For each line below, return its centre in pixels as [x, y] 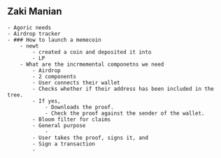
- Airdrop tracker [34, 34]
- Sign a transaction [64, 144]
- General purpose [59, 125]
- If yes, [47, 101]
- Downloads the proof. [79, 107]
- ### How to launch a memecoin [54, 40]
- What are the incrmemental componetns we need [92, 64]
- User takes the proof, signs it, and [91, 138]
